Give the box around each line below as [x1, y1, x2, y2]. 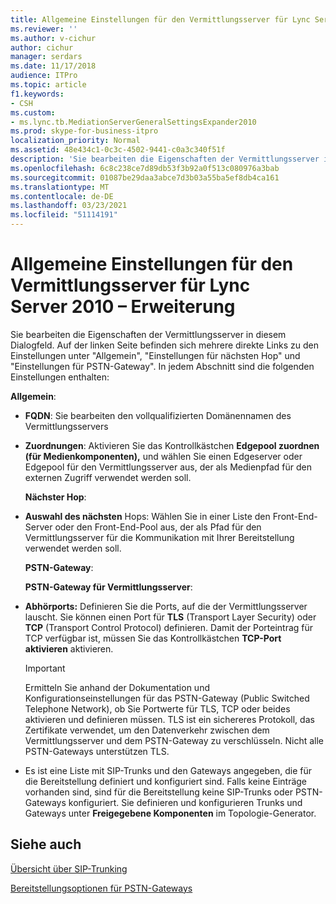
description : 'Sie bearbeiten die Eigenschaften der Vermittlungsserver [10, 154, 320, 164]
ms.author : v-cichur [10, 33, 97, 43]
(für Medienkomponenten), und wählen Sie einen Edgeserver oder [24, 450, 303, 462]
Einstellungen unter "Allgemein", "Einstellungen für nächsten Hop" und [10, 349, 301, 361]
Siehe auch [10, 836, 82, 853]
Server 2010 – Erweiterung [10, 296, 236, 318]
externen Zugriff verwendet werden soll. [24, 471, 192, 483]
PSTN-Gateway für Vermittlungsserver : [24, 581, 193, 593]
